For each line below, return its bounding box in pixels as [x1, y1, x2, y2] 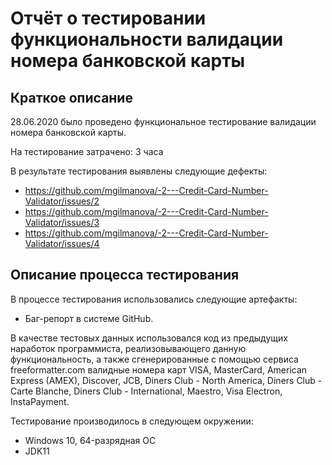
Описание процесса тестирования [10, 267, 240, 284]
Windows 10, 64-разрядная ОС [24, 434, 157, 446]
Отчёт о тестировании [10, 7, 207, 30]
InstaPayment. [10, 395, 70, 407]
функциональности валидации [10, 28, 284, 51]
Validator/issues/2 [24, 195, 100, 207]
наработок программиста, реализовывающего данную [10, 342, 247, 354]
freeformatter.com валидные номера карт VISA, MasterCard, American [10, 363, 308, 376]
